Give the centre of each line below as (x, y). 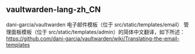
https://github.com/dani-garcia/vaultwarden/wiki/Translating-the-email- (93, 38)
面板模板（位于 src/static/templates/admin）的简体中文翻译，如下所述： (98, 32)
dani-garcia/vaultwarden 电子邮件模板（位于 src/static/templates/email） (94, 24)
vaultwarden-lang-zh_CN (54, 10)
